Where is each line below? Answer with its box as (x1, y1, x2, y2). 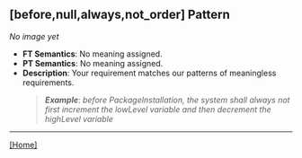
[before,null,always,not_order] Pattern (9, 7, 231, 22)
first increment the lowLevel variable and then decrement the (44, 103, 271, 115)
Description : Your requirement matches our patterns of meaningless (22, 67, 277, 78)
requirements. (22, 76, 75, 88)
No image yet (9, 31, 59, 41)
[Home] (9, 139, 38, 150)
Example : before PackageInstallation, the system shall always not (44, 94, 290, 105)
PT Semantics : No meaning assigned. (22, 57, 164, 68)
